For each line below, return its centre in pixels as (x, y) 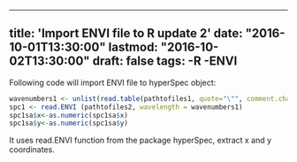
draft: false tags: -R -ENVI (165, 62)
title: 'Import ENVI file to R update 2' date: (126, 33)
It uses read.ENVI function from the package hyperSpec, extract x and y (141, 140)
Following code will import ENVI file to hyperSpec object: (113, 82)
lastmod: (133, 47)
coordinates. (32, 150)
